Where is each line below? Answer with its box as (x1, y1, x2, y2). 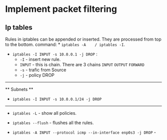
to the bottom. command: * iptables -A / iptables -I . (5, 42, 125, 47)
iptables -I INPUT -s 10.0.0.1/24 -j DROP (12, 97, 102, 102)
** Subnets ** (5, 87, 34, 92)
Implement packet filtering (5, 3, 117, 15)
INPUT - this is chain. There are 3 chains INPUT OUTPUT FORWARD (19, 62, 145, 67)
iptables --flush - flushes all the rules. (12, 120, 94, 126)
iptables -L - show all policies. (12, 110, 77, 116)
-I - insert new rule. (19, 56, 61, 62)
